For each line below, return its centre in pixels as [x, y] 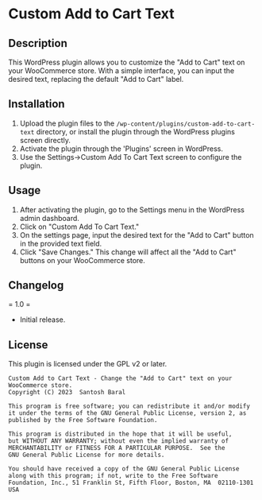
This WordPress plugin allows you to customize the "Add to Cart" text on [127, 62]
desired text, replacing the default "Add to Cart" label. [96, 79]
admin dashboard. [49, 218]
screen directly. [45, 140]
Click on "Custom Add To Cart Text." [79, 227]
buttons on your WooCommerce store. [82, 260]
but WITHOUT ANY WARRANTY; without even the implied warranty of [118, 441]
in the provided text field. [61, 243]
